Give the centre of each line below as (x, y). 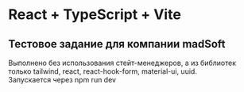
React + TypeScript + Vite (95, 15)
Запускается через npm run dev (62, 80)
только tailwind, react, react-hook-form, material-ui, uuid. (103, 71)
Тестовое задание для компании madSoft (117, 44)
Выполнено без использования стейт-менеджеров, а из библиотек (122, 63)
